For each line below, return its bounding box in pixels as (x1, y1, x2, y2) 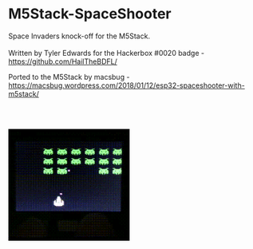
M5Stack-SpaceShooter (8, 5, 172, 23)
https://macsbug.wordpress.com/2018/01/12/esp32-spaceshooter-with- (8, 81, 245, 90)
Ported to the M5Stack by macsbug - (8, 72, 130, 81)
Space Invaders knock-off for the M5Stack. (8, 31, 150, 41)
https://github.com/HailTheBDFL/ (8, 57, 117, 66)
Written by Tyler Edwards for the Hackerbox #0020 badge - (8, 48, 205, 57)
